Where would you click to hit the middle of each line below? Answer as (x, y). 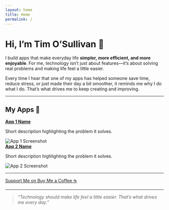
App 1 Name (18, 122)
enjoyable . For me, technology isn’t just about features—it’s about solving (82, 63)
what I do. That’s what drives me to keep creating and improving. (72, 89)
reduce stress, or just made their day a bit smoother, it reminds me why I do (83, 84)
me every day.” (33, 202)
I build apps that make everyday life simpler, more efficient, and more (78, 58)
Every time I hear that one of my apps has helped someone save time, (77, 78)
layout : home (19, 10)
